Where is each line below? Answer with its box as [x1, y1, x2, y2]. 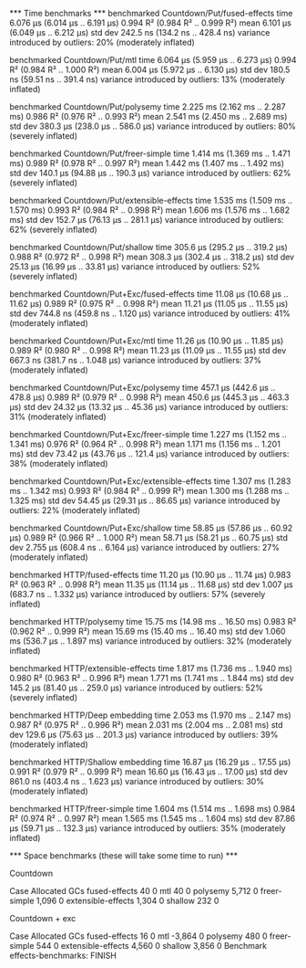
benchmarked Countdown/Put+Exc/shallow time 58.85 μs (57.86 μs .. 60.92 [9, 522, 293, 533]
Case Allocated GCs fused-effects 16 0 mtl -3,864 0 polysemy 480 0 [9, 931, 268, 942]
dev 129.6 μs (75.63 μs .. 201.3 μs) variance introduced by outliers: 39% [9, 730, 279, 740]
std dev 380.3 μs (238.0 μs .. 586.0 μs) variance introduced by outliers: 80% [9, 121, 297, 132]
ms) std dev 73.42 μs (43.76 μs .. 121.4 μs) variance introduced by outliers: [9, 448, 290, 459]
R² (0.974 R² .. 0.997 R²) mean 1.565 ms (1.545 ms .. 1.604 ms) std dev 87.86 [9, 813, 296, 824]
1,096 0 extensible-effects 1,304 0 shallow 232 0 [36, 895, 219, 906]
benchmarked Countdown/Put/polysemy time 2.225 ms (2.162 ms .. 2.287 [9, 101, 287, 112]
